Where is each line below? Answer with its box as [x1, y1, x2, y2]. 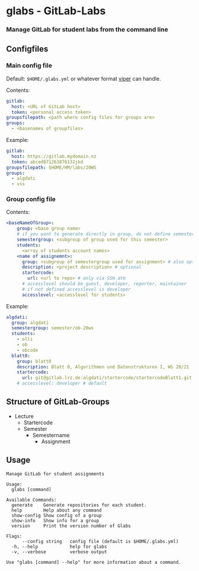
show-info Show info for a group [11, 518, 99, 523]
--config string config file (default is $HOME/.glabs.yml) [21, 538, 179, 544]
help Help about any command [11, 507, 102, 513]
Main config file [6, 61, 52, 70]
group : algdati [11, 320, 49, 326]
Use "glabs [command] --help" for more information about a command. [6, 559, 182, 565]
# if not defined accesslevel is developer [21, 286, 131, 292]
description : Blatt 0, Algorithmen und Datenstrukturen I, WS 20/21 [17, 364, 190, 370]
